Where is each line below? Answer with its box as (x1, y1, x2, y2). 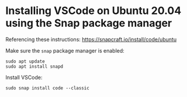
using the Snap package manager (5, 16, 172, 30)
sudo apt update (5, 58, 45, 64)
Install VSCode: (5, 74, 43, 81)
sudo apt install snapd (5, 63, 64, 70)
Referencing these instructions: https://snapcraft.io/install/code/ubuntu (5, 36, 176, 43)
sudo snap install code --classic (5, 85, 90, 91)
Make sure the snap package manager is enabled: (5, 47, 125, 54)
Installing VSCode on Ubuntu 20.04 (5, 4, 182, 18)
